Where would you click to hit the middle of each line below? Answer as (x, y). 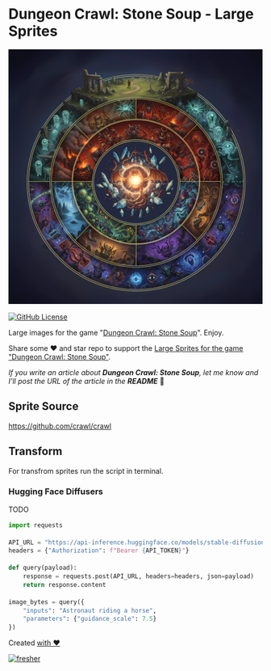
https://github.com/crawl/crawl (60, 426)
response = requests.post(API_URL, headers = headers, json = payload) (138, 576)
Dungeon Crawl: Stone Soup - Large (131, 14)
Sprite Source (44, 406)
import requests (35, 525)
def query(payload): (43, 568)
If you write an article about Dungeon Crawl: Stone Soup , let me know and (133, 372)
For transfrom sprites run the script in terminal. (86, 471)
